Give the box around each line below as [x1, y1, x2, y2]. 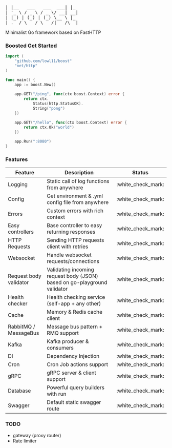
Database [8, 387, 31, 394]
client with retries [47, 243, 89, 250]
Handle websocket [47, 251, 92, 258]
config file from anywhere [47, 199, 109, 206]
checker [8, 300, 28, 307]
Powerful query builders [47, 384, 105, 391]
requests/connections [47, 258, 100, 265]
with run [47, 391, 67, 398]
